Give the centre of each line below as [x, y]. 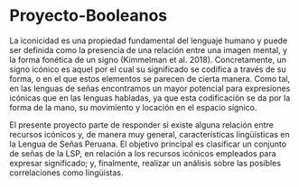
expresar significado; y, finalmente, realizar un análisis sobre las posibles [145, 163]
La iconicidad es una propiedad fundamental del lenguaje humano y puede [149, 40]
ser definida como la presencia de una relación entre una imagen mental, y [148, 49]
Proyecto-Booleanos [89, 16]
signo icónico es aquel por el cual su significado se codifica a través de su [148, 69]
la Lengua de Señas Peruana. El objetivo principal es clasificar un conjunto [148, 144]
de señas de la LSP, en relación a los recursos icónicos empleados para [143, 153]
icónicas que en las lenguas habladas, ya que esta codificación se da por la [150, 98]
